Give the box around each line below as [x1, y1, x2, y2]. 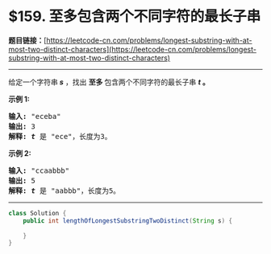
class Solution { [8, 209, 67, 217]
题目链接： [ [8, 35, 47, 45]
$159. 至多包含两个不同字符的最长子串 [8, 7, 261, 26]
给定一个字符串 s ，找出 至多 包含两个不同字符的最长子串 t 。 [8, 77, 210, 87]
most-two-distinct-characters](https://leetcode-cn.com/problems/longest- [8, 44, 256, 54]
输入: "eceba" [8, 112, 61, 121]
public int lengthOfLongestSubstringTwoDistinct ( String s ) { [23, 216, 232, 225]
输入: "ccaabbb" [8, 166, 70, 175]
